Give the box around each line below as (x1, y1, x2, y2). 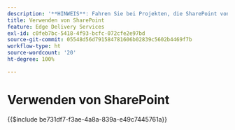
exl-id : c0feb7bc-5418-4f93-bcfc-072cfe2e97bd (7, 29, 145, 37)
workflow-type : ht (7, 43, 61, 50)
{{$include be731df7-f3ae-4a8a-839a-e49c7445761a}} (7, 115, 168, 123)
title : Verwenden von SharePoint (7, 17, 105, 24)
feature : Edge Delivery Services (7, 23, 105, 30)
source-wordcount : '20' (7, 50, 77, 57)
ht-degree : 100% (7, 56, 55, 63)
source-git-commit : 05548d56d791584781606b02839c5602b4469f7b (7, 36, 192, 43)
